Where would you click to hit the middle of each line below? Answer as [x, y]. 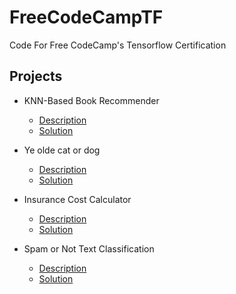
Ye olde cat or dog [62, 150]
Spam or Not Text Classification [89, 248]
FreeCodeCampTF [86, 17]
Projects [36, 76]
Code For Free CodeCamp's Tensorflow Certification [118, 45]
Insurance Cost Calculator [77, 199]
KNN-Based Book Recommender [91, 100]
